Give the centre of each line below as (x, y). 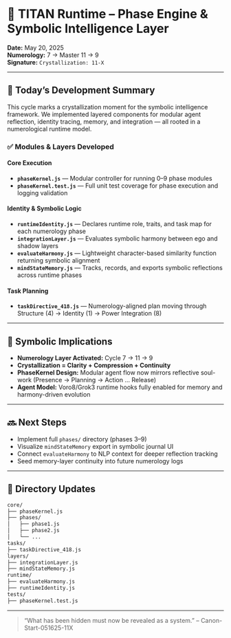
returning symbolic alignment (58, 261)
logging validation (42, 192)
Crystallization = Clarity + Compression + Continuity (94, 365)
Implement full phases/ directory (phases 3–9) (82, 439)
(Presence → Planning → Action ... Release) (95, 380)
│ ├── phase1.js (33, 524)
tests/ (16, 594)
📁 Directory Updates (52, 489)
